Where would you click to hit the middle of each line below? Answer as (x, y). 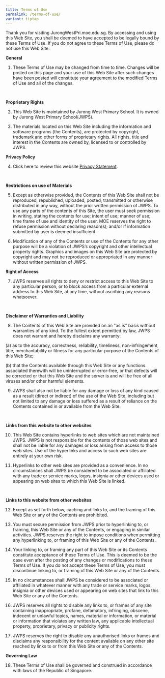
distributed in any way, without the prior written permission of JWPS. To (85, 206)
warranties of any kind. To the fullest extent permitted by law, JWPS (81, 331)
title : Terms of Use (27, 10)
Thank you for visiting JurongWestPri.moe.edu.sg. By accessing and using (81, 33)
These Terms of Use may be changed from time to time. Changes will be (86, 67)
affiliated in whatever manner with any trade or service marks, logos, (82, 586)
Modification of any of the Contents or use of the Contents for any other (85, 241)
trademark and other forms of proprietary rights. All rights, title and (80, 137)
